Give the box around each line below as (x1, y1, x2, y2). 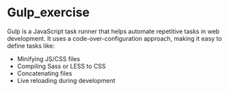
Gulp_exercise (7, 5, 90, 20)
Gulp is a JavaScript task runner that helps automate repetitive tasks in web (7, 27, 220, 35)
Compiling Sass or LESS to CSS (16, 62, 106, 70)
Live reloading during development (16, 76, 116, 84)
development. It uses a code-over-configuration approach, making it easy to (7, 34, 222, 42)
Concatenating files (16, 69, 72, 77)
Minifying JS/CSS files (16, 54, 81, 62)
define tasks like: (7, 41, 55, 50)
